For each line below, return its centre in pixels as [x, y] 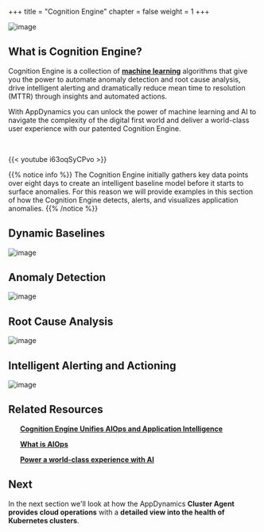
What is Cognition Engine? [76, 52]
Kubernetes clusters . [44, 520]
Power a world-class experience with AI [87, 459]
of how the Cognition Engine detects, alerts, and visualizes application [123, 200]
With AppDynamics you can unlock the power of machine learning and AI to [132, 111]
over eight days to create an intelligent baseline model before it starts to [126, 183]
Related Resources [56, 409]
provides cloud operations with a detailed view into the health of [116, 512]
